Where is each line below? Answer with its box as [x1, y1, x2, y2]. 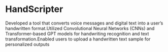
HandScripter [5, 3, 63, 15]
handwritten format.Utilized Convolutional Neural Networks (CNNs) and [5, 25, 155, 31]
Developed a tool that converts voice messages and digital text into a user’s [5, 20, 163, 26]
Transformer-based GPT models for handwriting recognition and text [5, 30, 149, 36]
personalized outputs [5, 41, 50, 47]
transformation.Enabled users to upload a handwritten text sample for [5, 36, 151, 42]
